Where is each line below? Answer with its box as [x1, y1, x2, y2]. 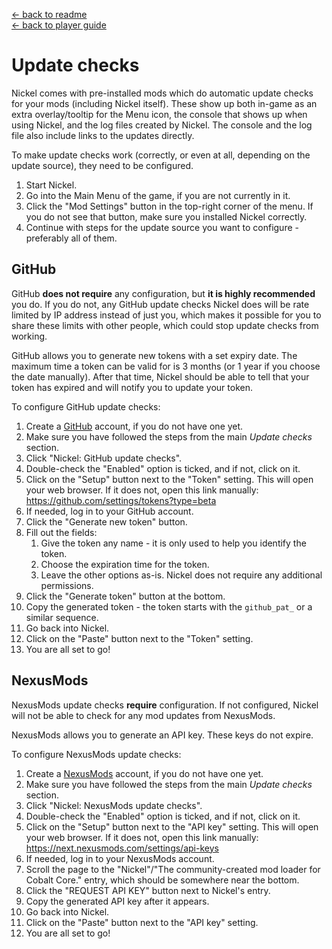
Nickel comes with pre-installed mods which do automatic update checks [11, 87, 314, 99]
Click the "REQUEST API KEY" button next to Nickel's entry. [25, 884, 271, 896]
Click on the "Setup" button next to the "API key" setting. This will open [25, 820, 319, 833]
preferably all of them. [25, 232, 118, 244]
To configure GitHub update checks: [11, 400, 161, 413]
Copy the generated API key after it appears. [25, 895, 210, 907]
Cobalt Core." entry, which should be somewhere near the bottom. [25, 874, 300, 886]
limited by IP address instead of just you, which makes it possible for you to [11, 309, 322, 321]
